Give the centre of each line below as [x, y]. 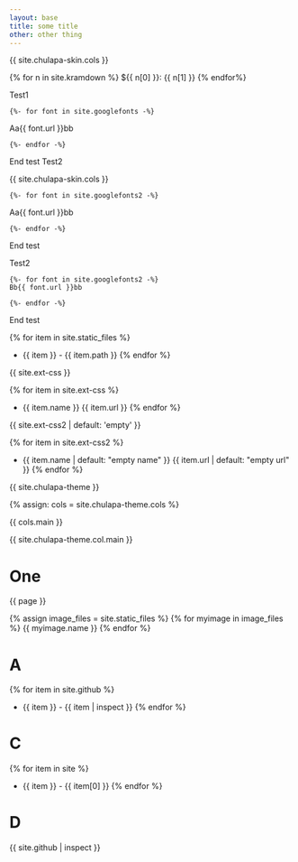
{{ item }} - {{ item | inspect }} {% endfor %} [104, 707]
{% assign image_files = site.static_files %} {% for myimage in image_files [146, 618]
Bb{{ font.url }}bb [46, 288]
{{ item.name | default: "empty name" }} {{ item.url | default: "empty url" [156, 460]
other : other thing [46, 34]
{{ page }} [28, 601]
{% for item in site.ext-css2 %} [67, 442]
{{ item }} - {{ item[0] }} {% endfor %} [92, 786]
